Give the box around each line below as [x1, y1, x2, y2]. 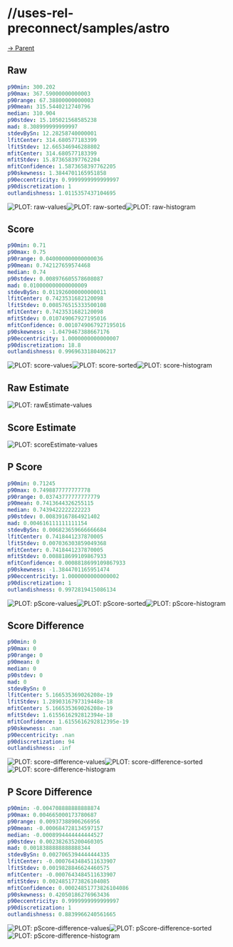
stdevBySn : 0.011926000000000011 [7, 288, 107, 295]
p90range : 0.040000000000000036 [7, 255, 103, 263]
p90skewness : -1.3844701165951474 [7, 566, 110, 574]
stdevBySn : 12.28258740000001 [7, 130, 98, 137]
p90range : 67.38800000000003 [7, 96, 94, 104]
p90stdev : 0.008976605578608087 [7, 275, 103, 283]
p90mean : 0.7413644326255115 [7, 500, 94, 507]
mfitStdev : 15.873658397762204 [7, 156, 100, 163]
